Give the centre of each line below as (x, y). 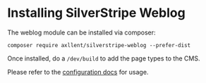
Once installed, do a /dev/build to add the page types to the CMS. (104, 58)
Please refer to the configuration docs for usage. (78, 72)
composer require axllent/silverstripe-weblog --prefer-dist (99, 45)
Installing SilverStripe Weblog (96, 13)
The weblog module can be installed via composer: (82, 32)
